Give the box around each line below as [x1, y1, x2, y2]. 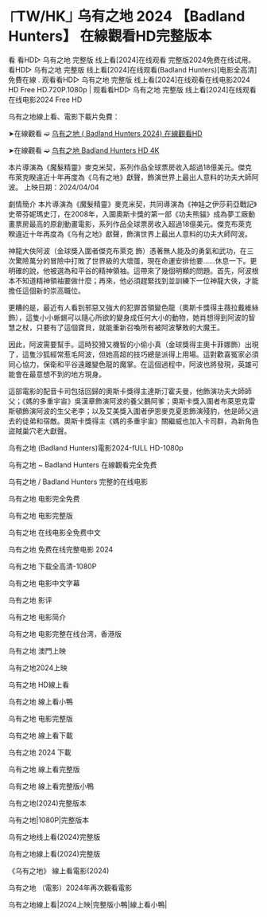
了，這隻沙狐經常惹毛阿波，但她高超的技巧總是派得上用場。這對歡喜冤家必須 [8, 349, 259, 359]
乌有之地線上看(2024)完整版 [8, 849, 101, 858]
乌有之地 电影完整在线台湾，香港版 [8, 629, 122, 638]
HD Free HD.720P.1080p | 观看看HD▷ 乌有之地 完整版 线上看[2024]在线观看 [8, 84, 257, 94]
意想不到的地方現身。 [35, 369, 106, 379]
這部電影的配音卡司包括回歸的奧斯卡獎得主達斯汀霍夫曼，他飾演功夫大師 [8, 386, 245, 396]
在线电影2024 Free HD [8, 95, 83, 104]
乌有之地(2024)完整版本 [8, 798, 87, 808]
